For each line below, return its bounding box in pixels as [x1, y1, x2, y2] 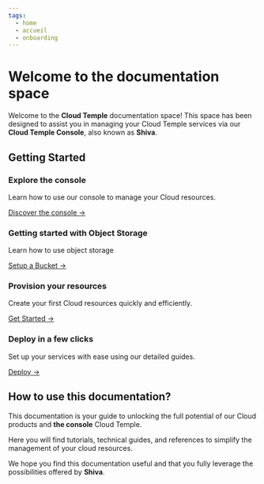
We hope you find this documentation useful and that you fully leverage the [8, 459, 254, 468]
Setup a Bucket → [8, 261, 67, 270]
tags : [8, 11, 26, 20]
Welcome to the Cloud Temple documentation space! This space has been [8, 111, 252, 120]
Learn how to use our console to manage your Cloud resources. [8, 192, 216, 202]
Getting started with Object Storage [8, 227, 148, 238]
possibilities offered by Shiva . [8, 467, 105, 476]
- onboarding [15, 33, 58, 42]
